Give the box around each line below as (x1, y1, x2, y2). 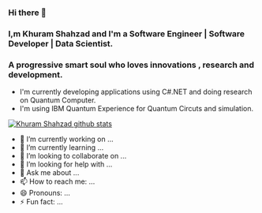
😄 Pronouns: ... (19, 189, 71, 198)
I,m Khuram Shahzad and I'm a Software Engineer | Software (8, 28, 245, 39)
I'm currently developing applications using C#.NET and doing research (19, 87, 253, 97)
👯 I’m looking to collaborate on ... (19, 151, 127, 161)
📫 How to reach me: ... (19, 177, 95, 186)
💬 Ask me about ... (19, 168, 80, 177)
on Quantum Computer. (19, 95, 96, 105)
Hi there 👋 (8, 7, 47, 18)
